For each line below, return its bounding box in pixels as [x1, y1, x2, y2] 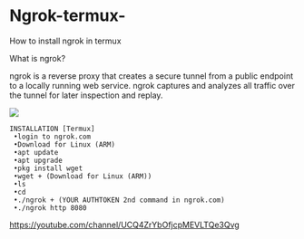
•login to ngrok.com [13, 132, 92, 141]
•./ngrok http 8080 [13, 203, 88, 213]
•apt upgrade [13, 156, 64, 165]
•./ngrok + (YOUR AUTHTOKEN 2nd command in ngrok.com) [13, 196, 225, 205]
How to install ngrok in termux [9, 35, 122, 46]
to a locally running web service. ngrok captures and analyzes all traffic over [9, 80, 296, 91]
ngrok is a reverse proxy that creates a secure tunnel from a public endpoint [9, 70, 294, 81]
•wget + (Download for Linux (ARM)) [13, 171, 152, 181]
